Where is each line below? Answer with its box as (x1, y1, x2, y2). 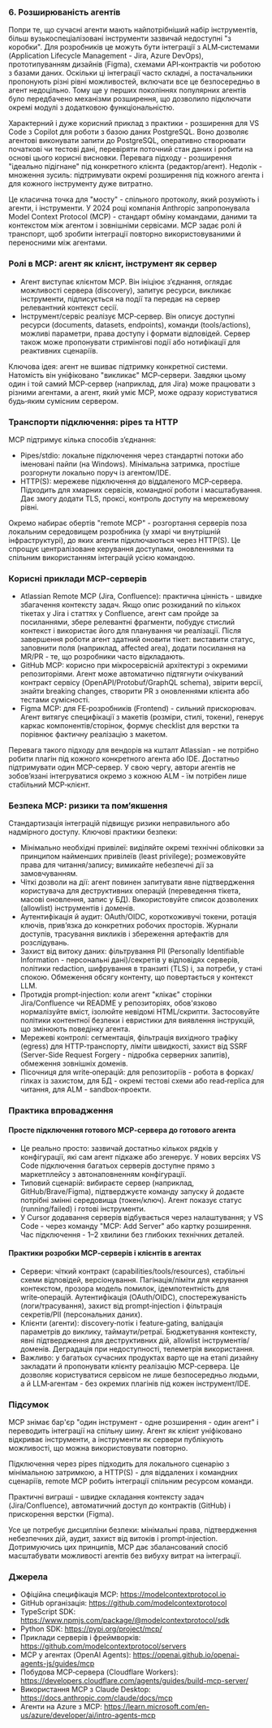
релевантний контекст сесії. (19, 302, 119, 312)
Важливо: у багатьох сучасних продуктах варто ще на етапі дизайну (19, 1352, 259, 1362)
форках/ (226, 1067, 254, 1077)
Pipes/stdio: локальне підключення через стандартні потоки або (19, 450, 244, 460)
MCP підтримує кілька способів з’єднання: (8, 434, 157, 445)
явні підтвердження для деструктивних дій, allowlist (19, 1335, 201, 1345)
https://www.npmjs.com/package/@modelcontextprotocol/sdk (19, 1616, 230, 1626)
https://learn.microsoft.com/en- (104, 1702, 209, 1712)
